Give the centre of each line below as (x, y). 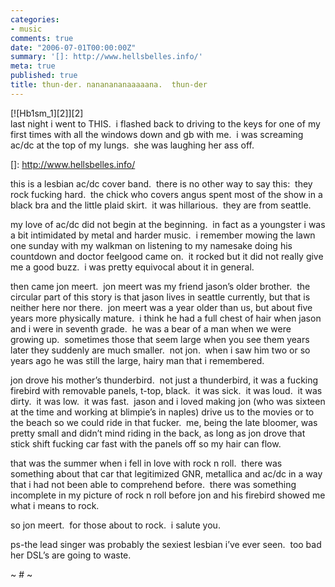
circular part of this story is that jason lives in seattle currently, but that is (160, 297)
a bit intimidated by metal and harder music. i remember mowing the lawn (163, 235)
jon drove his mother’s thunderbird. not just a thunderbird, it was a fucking (164, 380)
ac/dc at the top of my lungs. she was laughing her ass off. (132, 145)
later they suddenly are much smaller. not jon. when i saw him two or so (160, 350)
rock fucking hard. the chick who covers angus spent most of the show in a (166, 194)
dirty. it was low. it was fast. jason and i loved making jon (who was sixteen (168, 401)
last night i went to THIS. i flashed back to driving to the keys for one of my (165, 123)
